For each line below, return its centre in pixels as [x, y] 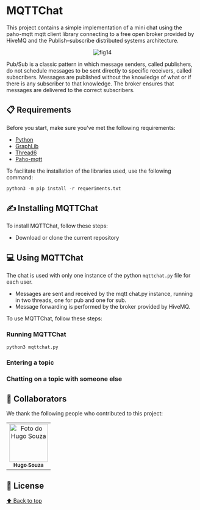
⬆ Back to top [24, 500]
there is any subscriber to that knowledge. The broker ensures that [90, 84]
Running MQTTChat [36, 334]
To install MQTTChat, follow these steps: [57, 226]
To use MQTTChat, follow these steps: [54, 318]
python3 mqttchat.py [33, 347]
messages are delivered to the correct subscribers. [71, 90]
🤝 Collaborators [37, 399]
